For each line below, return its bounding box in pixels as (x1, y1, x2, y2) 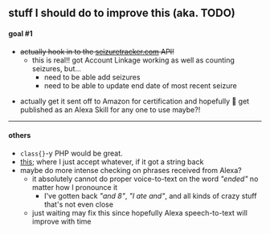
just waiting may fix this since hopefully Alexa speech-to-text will (31, 208, 247, 217)
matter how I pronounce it (31, 182, 118, 192)
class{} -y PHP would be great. (19, 148, 123, 158)
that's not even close (43, 200, 114, 209)
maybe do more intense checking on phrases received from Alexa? (19, 165, 243, 175)
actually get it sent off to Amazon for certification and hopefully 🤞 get (19, 96, 250, 106)
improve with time (31, 216, 92, 226)
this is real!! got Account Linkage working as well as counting (31, 55, 235, 65)
